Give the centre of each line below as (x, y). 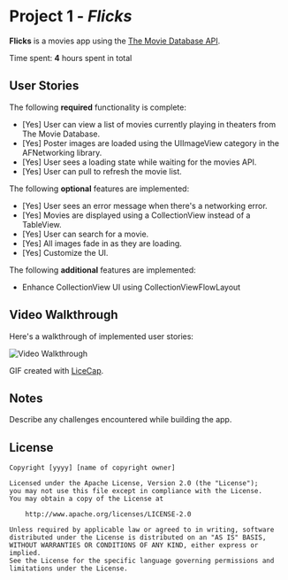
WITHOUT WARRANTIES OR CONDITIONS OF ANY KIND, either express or (134, 545)
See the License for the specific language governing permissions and (142, 561)
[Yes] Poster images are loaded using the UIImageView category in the (151, 143)
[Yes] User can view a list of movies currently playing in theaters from (149, 124)
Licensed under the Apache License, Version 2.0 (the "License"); (134, 483)
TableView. (42, 224)
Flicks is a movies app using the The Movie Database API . (115, 41)
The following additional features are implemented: (102, 270)
